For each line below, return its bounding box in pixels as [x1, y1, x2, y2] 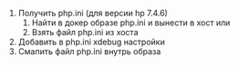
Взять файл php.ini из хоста [31, 27, 139, 37]
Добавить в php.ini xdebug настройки [17, 36, 166, 47]
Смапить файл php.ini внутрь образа [17, 46, 161, 57]
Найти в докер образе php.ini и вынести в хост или [31, 17, 231, 28]
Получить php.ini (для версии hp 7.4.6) [17, 8, 169, 18]
